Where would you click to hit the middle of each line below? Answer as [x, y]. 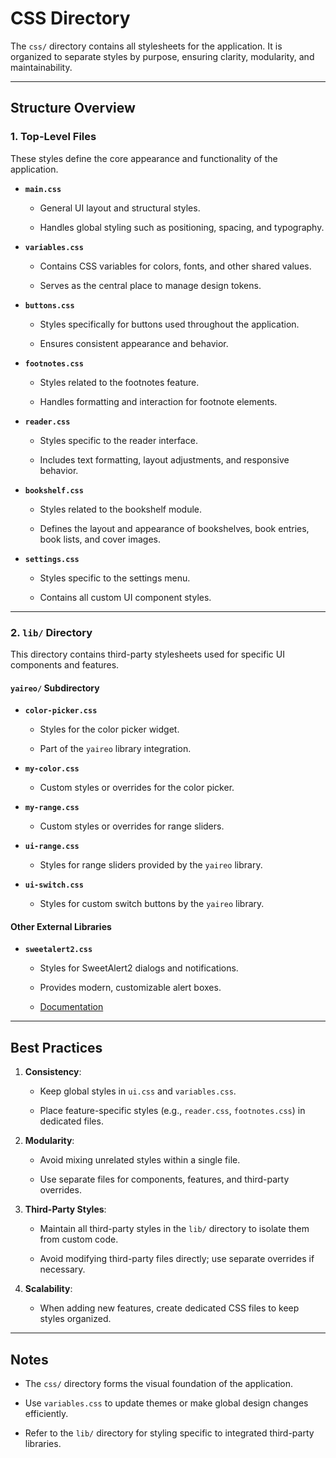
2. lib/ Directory [51, 632]
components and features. [65, 664]
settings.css [52, 559]
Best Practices [56, 1047]
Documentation [71, 1007]
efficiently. [46, 1413]
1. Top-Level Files [53, 137]
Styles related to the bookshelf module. [121, 509]
